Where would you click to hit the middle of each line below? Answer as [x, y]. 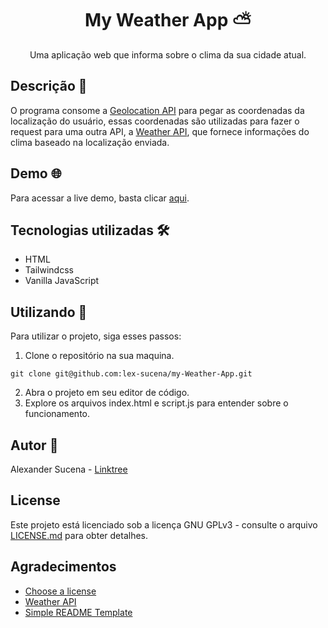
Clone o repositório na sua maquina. [99, 356]
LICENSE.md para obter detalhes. [79, 535]
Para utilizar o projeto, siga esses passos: [96, 336]
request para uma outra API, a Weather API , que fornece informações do [160, 131]
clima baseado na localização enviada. [90, 142]
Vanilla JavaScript [62, 281]
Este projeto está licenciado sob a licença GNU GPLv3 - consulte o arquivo [164, 524]
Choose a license [60, 591]
